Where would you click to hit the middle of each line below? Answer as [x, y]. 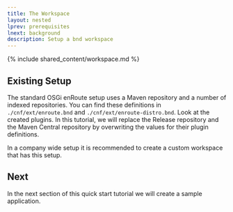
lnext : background [34, 33]
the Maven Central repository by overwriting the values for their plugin [108, 127]
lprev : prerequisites [39, 26]
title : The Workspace [39, 14]
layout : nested [29, 20]
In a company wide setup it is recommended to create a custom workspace [115, 148]
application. [24, 201]
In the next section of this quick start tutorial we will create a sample [105, 193]
